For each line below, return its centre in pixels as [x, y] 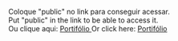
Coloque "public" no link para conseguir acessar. [89, 12]
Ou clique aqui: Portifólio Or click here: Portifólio [88, 29]
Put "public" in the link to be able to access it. [83, 20]
